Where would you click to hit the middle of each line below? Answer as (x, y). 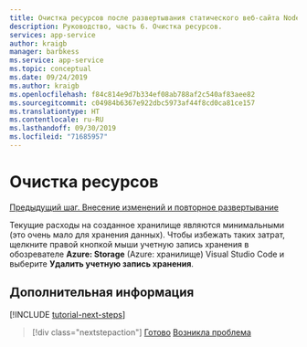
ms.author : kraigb (44, 86)
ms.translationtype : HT (55, 111)
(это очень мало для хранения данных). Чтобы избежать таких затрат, (148, 235)
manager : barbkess (44, 52)
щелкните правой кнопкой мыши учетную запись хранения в (129, 244)
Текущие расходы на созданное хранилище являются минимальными (147, 225)
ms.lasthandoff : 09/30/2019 (63, 129)
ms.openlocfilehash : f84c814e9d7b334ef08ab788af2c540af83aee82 (132, 94)
